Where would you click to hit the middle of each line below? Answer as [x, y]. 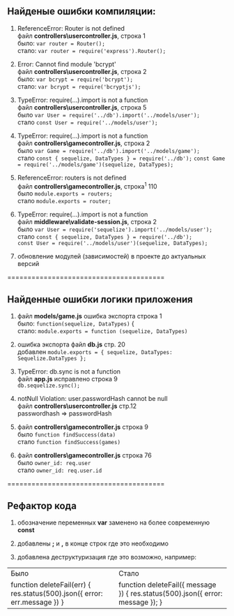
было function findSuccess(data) [67, 434]
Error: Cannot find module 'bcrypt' [67, 64]
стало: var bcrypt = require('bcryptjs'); [79, 86]
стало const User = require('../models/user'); [87, 122]
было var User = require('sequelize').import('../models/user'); [115, 229]
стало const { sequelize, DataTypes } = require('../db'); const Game [121, 158]
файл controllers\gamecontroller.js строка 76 [84, 455]
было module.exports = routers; [65, 193]
